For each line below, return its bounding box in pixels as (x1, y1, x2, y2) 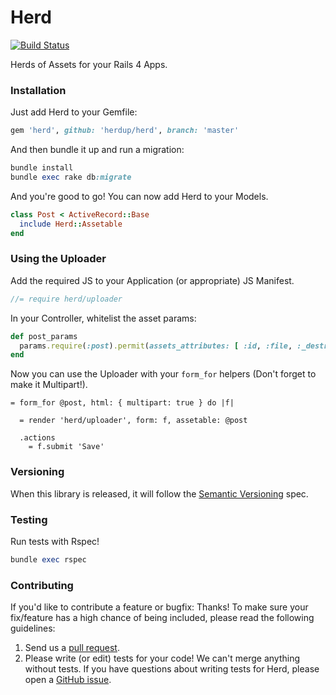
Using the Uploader (10, 252, 107, 266)
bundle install (10, 163, 74, 173)
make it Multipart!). (10, 379, 88, 391)
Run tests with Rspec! (10, 535, 100, 547)
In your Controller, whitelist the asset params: (10, 312, 197, 324)
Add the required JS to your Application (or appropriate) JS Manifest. (10, 274, 295, 286)
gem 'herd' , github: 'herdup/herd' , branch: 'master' (10, 126, 240, 136)
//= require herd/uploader (10, 294, 123, 304)
